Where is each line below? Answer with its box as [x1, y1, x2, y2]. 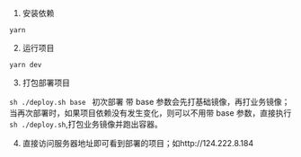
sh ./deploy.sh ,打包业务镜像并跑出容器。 [9, 119, 164, 129]
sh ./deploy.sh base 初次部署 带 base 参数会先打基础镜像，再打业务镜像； [9, 97, 290, 107]
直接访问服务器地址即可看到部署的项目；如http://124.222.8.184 [22, 138, 254, 148]
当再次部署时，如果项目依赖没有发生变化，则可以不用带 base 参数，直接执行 [9, 108, 292, 118]
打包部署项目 [22, 77, 70, 88]
